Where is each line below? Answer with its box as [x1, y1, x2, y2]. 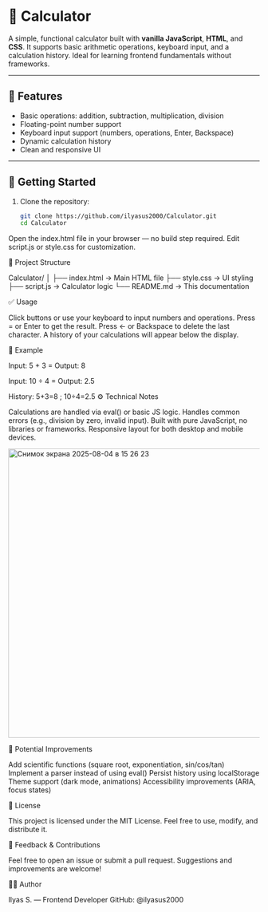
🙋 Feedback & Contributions [8, 840, 101, 850]
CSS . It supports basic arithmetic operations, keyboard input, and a [8, 41, 230, 51]
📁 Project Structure [8, 258, 71, 267]
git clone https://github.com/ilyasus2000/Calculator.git [19, 211, 217, 220]
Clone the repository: [19, 196, 90, 206]
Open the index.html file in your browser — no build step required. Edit [8, 234, 240, 243]
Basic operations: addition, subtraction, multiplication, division [19, 111, 225, 120]
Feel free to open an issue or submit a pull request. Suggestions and [8, 855, 233, 865]
